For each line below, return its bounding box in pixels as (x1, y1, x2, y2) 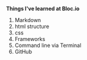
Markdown (14, 17, 41, 23)
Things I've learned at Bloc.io (6, 5, 80, 12)
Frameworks (14, 36, 46, 42)
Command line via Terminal (14, 42, 82, 49)
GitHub (14, 48, 33, 55)
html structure (14, 23, 49, 30)
